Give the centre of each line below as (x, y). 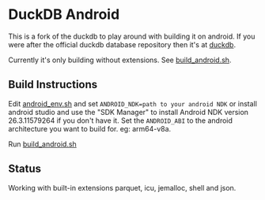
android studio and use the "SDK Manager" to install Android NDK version (129, 112)
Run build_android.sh (42, 144)
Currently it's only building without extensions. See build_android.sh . (120, 60)
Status (25, 169)
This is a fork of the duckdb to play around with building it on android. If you (132, 36)
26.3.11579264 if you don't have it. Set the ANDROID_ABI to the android (121, 120)
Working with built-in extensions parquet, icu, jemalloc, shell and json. (122, 187)
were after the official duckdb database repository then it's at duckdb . (122, 44)
